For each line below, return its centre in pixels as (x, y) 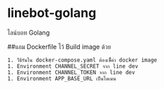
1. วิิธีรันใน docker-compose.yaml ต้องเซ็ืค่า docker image (82, 60)
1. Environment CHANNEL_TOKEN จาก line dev (71, 72)
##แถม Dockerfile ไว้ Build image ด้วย (59, 47)
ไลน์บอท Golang (29, 32)
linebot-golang (52, 13)
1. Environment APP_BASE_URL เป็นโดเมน (62, 78)
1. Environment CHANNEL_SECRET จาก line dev (73, 66)
